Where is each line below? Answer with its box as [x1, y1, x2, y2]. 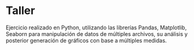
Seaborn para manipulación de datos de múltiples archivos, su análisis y [6, 30, 188, 37]
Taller [6, 4, 35, 18]
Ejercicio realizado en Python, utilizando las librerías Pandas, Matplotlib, [6, 24, 187, 31]
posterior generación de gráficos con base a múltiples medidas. [6, 37, 167, 44]
